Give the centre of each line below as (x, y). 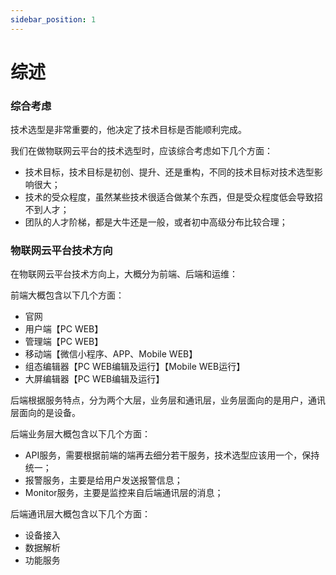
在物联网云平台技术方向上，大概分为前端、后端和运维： (124, 274)
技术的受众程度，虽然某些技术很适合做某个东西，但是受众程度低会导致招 (173, 197)
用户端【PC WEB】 (64, 329)
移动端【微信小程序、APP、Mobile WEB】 (111, 354)
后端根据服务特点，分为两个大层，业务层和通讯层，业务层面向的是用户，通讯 (168, 400)
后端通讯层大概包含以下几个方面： (80, 514)
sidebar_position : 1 (53, 19)
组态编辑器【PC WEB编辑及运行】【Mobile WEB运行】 (135, 367)
